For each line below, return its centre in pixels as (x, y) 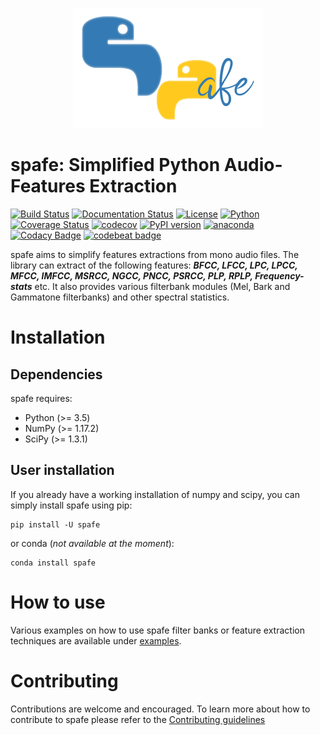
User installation (62, 470)
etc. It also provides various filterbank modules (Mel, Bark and (162, 286)
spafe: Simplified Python (115, 165)
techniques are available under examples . (96, 640)
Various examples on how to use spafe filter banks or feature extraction (157, 630)
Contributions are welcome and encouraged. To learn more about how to (160, 709)
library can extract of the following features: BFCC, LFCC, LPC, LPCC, (154, 265)
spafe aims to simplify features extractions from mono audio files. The (155, 254)
